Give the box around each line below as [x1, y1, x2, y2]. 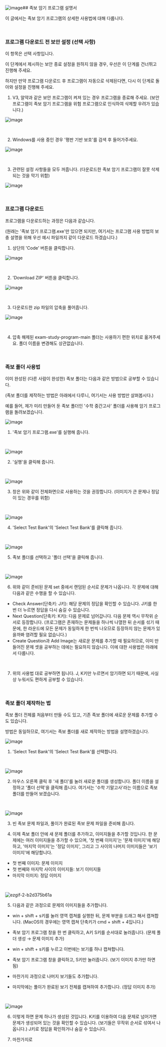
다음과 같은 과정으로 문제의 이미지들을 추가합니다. [12, 902, 108, 908]
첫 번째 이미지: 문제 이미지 [12, 860, 63, 866]
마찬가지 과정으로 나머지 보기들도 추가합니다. [12, 973, 99, 980]
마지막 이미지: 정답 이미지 [12, 873, 62, 879]
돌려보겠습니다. [14, 409, 44, 415]
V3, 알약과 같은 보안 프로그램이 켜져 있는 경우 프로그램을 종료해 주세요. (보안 [12, 95, 160, 101]
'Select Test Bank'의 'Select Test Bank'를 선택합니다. [12, 749, 118, 755]
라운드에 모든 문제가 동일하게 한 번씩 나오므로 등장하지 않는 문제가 [28, 625, 155, 631]
